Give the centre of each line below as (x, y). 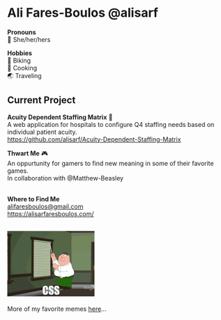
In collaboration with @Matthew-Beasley (66, 178)
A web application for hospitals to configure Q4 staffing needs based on (111, 124)
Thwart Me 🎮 (28, 153)
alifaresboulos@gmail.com (45, 206)
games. (18, 170)
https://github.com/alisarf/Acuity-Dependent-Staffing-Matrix (94, 139)
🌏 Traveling (24, 75)
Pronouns (22, 32)
